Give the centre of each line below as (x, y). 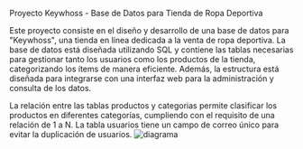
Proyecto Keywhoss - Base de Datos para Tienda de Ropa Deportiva (136, 13)
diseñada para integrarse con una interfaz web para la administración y (142, 79)
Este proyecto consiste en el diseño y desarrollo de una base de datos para (149, 30)
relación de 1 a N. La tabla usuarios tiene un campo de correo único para (144, 125)
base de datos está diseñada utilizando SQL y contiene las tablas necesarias (151, 50)
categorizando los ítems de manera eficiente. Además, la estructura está (144, 69)
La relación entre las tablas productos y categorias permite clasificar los (143, 106)
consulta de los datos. (50, 88)
